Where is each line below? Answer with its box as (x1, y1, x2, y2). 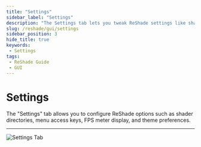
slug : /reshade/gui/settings (6, 25, 79, 32)
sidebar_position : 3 (6, 31, 58, 37)
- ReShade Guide (8, 59, 50, 65)
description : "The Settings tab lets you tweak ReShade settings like (6, 20, 186, 26)
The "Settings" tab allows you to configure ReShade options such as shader (6, 110, 193, 118)
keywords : (6, 43, 31, 49)
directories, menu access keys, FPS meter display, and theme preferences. (6, 116, 191, 124)
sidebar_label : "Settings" (6, 14, 74, 20)
